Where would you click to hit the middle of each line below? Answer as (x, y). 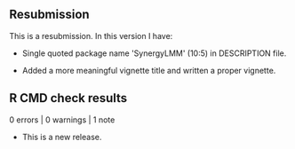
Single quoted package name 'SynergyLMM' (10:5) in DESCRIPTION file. (154, 53)
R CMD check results (68, 98)
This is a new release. (62, 137)
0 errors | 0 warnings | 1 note (62, 120)
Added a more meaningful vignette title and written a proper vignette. (149, 70)
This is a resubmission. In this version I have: (91, 35)
